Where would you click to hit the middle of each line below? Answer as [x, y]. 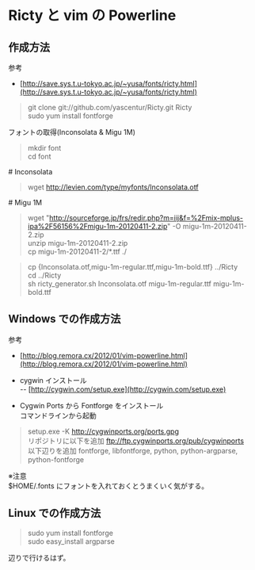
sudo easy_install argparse [71, 541]
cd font [39, 156]
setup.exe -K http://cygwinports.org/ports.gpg [103, 431]
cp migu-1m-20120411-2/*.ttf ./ [77, 251]
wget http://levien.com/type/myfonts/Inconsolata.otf [113, 187]
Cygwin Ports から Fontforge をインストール [91, 405]
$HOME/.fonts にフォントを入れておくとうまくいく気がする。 [108, 486]
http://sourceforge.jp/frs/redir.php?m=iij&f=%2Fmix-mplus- [146, 218]
